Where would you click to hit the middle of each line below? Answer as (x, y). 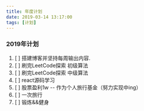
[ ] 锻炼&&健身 (32, 102)
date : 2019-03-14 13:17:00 (39, 17)
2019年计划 (23, 44)
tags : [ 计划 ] (21, 22)
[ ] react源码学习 (35, 80)
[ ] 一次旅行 (28, 95)
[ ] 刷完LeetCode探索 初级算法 (51, 65)
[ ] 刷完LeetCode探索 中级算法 (51, 73)
